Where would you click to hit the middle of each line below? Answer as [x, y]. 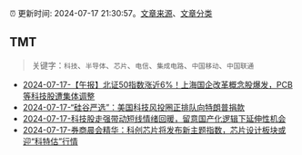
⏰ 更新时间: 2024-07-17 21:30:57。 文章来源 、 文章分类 [111, 13]
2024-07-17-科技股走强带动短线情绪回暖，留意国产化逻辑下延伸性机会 [154, 118]
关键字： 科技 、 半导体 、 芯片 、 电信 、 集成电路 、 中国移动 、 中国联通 [143, 65]
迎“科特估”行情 [50, 141]
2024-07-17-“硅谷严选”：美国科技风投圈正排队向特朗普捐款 [134, 107]
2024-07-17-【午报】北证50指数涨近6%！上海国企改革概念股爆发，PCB [157, 84]
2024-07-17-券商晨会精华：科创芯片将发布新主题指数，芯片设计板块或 [154, 130]
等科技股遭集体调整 [59, 96]
